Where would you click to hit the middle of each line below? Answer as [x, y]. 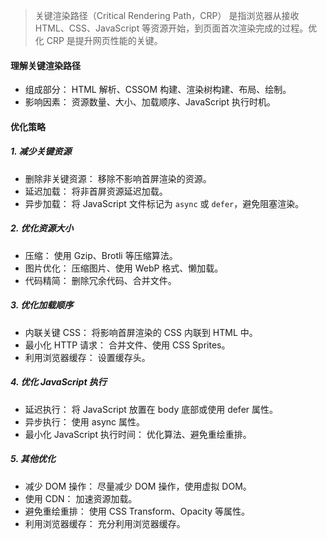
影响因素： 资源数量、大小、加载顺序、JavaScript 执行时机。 [150, 102]
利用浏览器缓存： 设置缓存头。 [87, 357]
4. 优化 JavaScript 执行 [58, 382]
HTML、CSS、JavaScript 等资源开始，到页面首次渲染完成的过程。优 [176, 28]
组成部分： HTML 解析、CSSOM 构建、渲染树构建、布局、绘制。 [158, 90]
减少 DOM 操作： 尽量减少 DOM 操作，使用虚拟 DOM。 [138, 486]
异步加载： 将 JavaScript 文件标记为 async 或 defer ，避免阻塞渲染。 [164, 203]
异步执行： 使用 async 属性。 [84, 421]
